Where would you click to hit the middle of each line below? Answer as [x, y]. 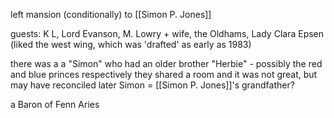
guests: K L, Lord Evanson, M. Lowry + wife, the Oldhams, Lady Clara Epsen [167, 33]
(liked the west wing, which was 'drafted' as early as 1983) [131, 44]
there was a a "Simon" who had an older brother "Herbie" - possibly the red [166, 63]
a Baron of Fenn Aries [55, 104]
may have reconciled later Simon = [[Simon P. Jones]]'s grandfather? [152, 85]
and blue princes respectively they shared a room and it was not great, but [164, 74]
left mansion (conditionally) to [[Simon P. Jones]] [111, 14]
